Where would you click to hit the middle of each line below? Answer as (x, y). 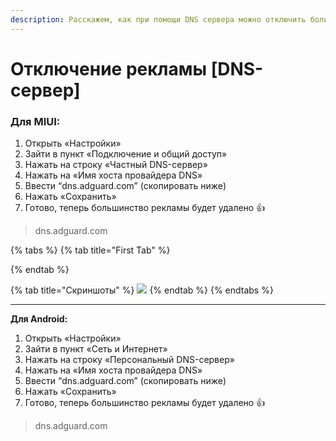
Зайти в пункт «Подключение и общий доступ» (126, 154)
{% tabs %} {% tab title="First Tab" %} (90, 250)
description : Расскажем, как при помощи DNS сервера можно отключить (158, 19)
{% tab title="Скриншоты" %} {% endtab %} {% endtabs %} (142, 290)
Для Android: (39, 319)
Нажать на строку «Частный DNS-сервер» (116, 165)
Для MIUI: (35, 121)
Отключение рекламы (109, 68)
